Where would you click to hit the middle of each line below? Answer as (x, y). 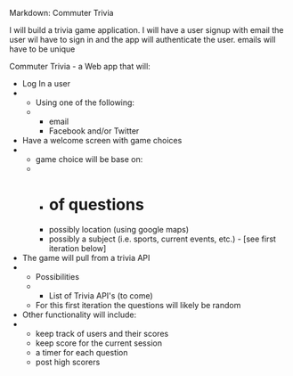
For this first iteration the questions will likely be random (138, 305)
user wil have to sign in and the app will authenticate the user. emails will (142, 40)
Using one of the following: (85, 102)
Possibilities (57, 276)
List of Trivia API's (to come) (101, 295)
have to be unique (42, 49)
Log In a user (46, 83)
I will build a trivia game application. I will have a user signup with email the (146, 30)
